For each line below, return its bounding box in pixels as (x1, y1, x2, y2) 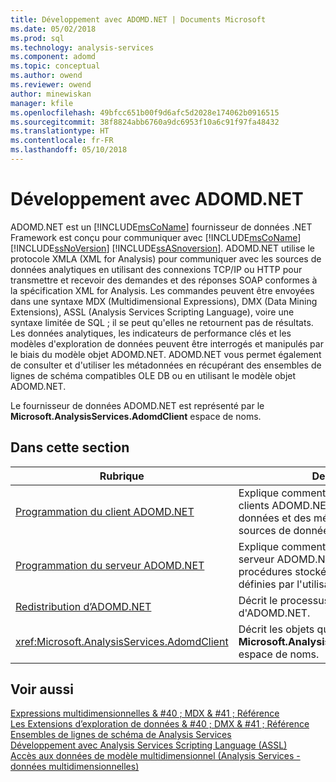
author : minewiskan (10, 89, 92, 99)
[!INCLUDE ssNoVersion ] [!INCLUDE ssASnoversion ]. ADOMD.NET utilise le (10, 242, 315, 254)
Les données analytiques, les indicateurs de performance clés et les (10, 327, 292, 339)
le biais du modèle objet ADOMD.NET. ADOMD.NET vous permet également (10, 348, 322, 360)
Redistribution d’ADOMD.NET (15, 599, 152, 613)
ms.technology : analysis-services (10, 42, 155, 53)
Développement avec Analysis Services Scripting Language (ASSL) (10, 739, 288, 751)
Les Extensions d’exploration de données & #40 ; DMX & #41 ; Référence (10, 718, 310, 730)
